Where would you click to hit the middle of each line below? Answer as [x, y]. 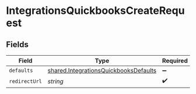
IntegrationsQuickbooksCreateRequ [95, 11]
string [56, 81]
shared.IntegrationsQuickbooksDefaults [102, 70]
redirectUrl [26, 81]
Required [175, 61]
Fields [17, 44]
